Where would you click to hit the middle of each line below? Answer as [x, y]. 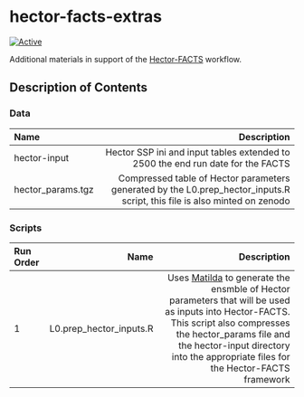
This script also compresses [230, 323]
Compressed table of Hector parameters [204, 178]
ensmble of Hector [251, 288]
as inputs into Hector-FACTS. [228, 311]
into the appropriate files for [231, 356]
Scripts [26, 228]
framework [267, 379]
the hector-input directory [234, 345]
